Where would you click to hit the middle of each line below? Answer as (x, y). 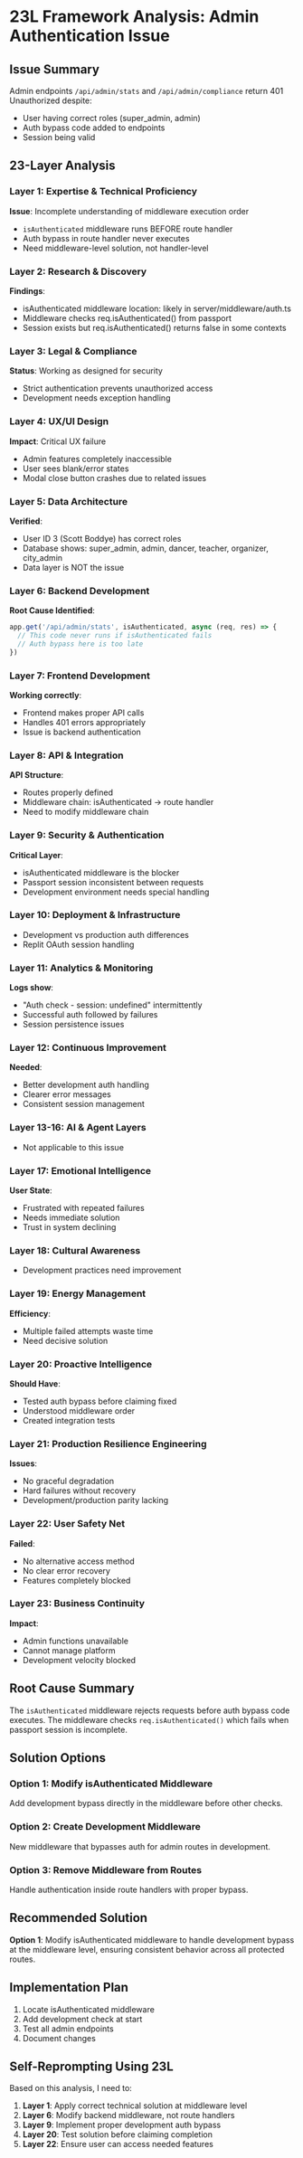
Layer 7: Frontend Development (80, 676)
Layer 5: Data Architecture (69, 501)
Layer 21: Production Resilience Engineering (108, 1443)
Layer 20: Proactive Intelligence (81, 1364)
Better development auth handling (85, 1085)
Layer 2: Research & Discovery (78, 271)
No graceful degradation (68, 1481)
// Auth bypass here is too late (80, 644)
